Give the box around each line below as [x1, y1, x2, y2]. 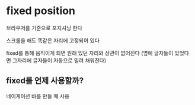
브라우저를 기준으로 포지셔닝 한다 [6, 24, 83, 31]
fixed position [6, 4, 76, 18]
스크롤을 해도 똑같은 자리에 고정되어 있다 [6, 37, 100, 44]
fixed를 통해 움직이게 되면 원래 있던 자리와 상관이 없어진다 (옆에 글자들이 [6, 49, 174, 57]
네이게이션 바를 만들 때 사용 [6, 93, 70, 100]
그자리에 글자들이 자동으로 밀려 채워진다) [12, 57, 107, 64]
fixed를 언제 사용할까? [6, 76, 84, 86]
